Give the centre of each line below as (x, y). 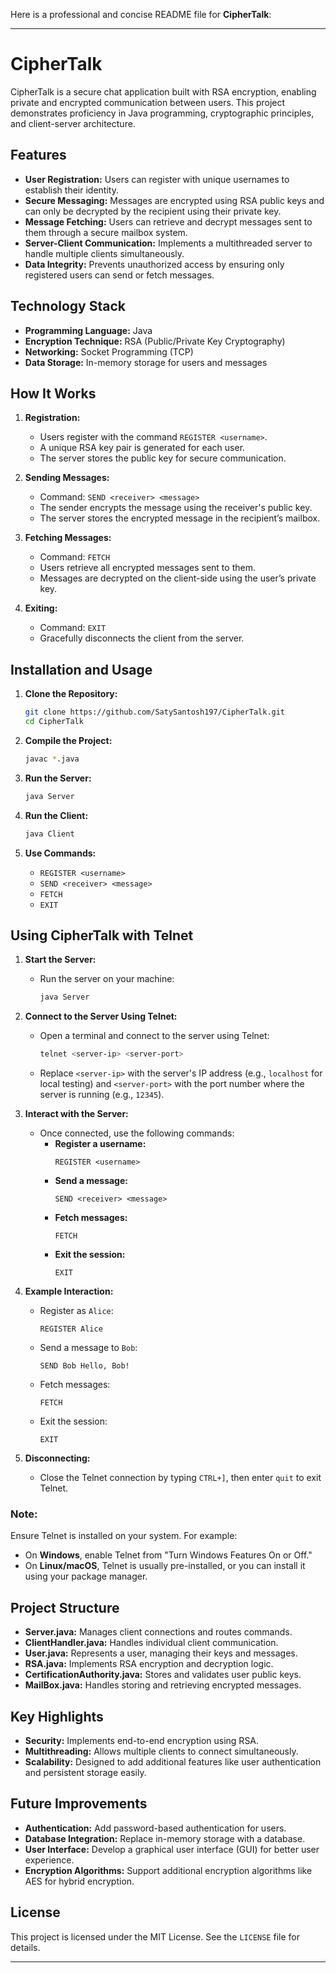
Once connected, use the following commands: (137, 1133)
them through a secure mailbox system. (106, 232)
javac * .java (52, 759)
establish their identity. (71, 190)
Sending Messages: (67, 478)
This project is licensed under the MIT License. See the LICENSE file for (155, 1936)
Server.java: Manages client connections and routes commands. (158, 1632)
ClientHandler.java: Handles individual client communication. (151, 1643)
